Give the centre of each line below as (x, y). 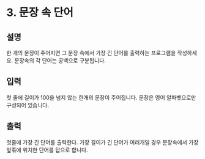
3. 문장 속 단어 (40, 13)
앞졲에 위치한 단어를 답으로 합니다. (47, 150)
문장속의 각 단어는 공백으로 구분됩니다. (60, 61)
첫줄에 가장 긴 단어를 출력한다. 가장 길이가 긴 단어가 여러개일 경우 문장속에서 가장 (102, 142)
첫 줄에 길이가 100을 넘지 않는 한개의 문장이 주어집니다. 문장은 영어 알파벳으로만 (101, 97)
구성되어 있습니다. (28, 105)
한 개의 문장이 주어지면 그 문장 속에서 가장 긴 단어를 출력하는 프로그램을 (91, 53)
